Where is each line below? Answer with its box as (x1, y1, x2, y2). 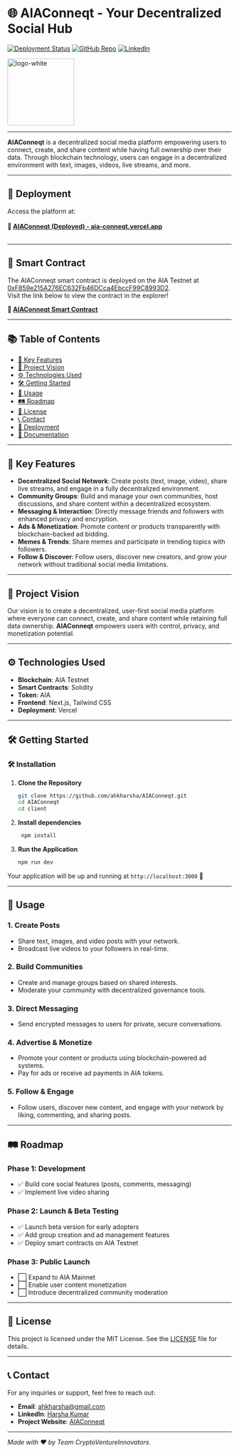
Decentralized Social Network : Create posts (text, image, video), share (17, 476, 228, 486)
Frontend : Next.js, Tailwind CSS (17, 698, 112, 707)
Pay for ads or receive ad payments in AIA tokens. (17, 1069, 165, 1078)
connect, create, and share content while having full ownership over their (7, 145, 222, 154)
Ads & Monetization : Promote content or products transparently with (17, 522, 221, 531)
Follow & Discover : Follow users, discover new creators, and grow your (17, 553, 228, 561)
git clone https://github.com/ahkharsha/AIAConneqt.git (17, 792, 187, 800)
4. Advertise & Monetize (7, 1038, 92, 1048)
